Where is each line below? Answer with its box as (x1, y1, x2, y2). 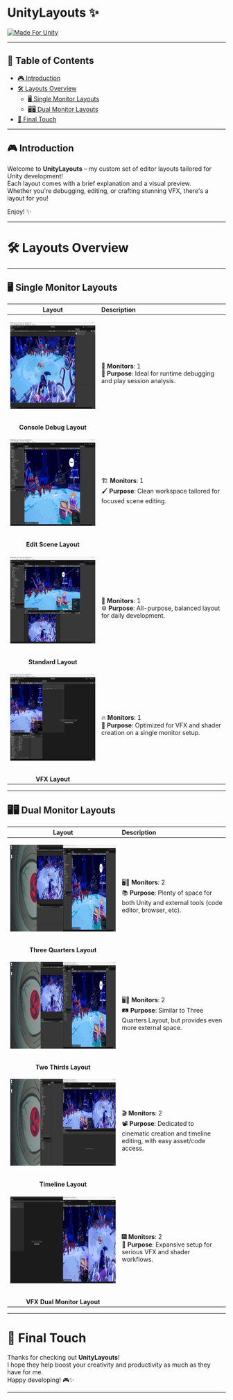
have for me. (7, 1368, 44, 1376)
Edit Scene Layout (26, 540, 80, 549)
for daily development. (101, 611, 165, 619)
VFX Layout (35, 775, 71, 783)
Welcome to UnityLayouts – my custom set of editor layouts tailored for (7, 165, 212, 173)
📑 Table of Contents (7, 55, 94, 67)
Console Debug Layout (19, 423, 87, 432)
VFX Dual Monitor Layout (26, 1297, 101, 1306)
